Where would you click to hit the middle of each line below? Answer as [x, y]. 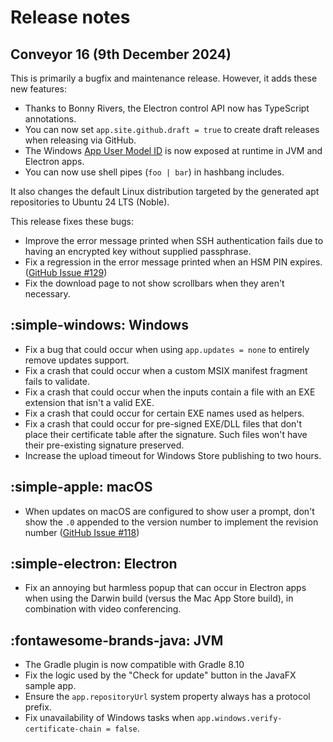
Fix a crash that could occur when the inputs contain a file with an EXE [170, 392]
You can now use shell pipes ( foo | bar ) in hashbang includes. [154, 172]
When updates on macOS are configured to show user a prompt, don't [169, 511]
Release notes [70, 17]
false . [127, 728]
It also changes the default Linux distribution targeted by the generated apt [165, 191]
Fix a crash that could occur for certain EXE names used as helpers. [164, 413]
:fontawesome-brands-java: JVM [117, 640]
